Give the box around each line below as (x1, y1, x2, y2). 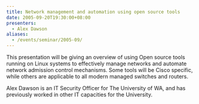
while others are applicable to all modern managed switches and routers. (6, 73, 189, 80)
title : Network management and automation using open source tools (6, 8, 181, 15)
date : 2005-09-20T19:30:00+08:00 (6, 15, 91, 21)
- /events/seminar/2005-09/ (12, 37, 83, 43)
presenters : (6, 20, 36, 26)
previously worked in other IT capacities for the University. (6, 91, 153, 98)
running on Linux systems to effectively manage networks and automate (6, 60, 187, 67)
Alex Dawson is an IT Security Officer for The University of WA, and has (6, 85, 186, 91)
